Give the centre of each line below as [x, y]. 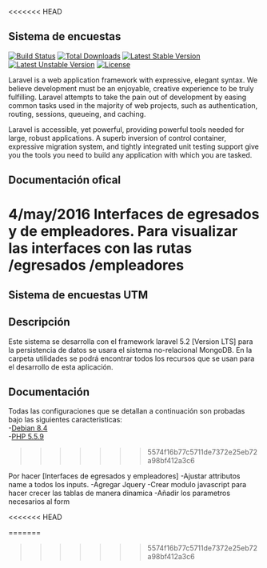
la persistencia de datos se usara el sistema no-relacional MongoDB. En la [130, 350]
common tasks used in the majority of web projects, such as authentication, [133, 105]
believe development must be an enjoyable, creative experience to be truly [131, 88]
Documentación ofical [65, 180]
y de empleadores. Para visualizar [123, 232]
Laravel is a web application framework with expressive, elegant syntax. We [133, 80]
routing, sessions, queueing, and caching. [77, 114]
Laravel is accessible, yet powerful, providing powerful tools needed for [126, 129]
